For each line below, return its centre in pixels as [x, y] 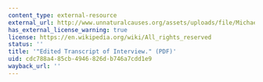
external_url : [31, 23]
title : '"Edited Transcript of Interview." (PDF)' [92, 52]
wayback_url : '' [34, 66]
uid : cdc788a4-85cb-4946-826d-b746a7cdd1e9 [80, 59]
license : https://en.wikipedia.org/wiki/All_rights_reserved [110, 37]
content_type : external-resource [63, 15]
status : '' [26, 45]
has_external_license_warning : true [68, 30]
